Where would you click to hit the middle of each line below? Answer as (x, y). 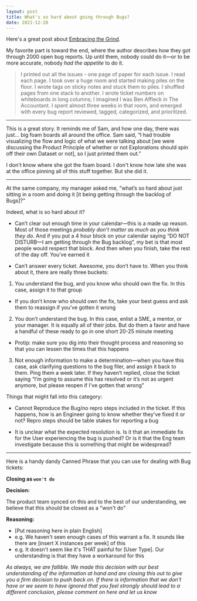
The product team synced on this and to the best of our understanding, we (96, 502)
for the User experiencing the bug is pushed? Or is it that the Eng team (100, 438)
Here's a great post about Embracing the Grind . (63, 39)
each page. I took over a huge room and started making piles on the (102, 80)
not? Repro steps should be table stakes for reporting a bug (86, 421)
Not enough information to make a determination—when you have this (99, 360)
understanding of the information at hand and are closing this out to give (94, 573)
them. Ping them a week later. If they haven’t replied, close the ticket (97, 373)
